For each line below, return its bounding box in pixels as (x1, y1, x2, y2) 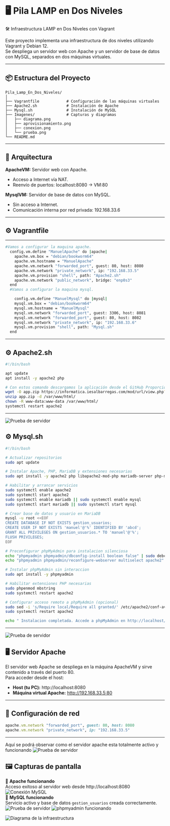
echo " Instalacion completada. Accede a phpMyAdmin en (5, 618, 125, 624)
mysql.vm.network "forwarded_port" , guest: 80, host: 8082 (14, 315, 142, 320)
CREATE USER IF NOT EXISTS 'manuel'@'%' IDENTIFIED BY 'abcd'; (5, 525, 142, 530)
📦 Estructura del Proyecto (5, 74, 91, 82)
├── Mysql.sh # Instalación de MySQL (5, 107, 116, 113)
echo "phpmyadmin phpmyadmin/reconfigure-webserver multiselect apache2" (5, 558, 164, 563)
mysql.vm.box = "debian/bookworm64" (14, 301, 92, 306)
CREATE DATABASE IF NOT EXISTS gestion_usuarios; (5, 520, 112, 525)
